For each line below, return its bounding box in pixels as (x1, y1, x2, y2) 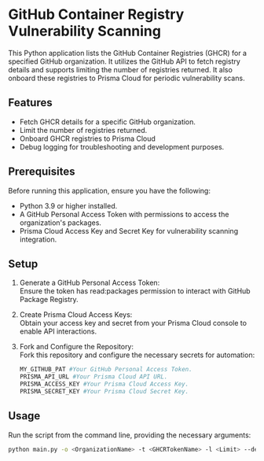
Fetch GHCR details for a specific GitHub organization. (19, 116, 196, 127)
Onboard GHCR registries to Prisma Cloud (19, 134, 156, 143)
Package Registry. (19, 295, 79, 304)
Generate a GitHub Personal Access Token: (19, 278, 160, 288)
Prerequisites (8, 165, 75, 179)
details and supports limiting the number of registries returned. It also (8, 65, 233, 74)
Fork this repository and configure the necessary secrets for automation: (19, 350, 255, 360)
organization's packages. (19, 218, 102, 227)
